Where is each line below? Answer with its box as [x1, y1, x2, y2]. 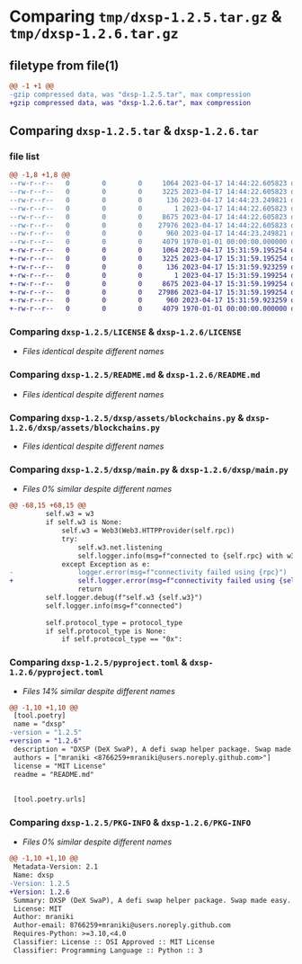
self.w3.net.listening [77, 542, 164, 552]
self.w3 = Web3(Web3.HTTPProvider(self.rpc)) [61, 526, 235, 535]
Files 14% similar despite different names [22, 685, 175, 696]
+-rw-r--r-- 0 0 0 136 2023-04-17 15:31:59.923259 [9, 263, 288, 272]
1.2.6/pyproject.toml [9, 667, 104, 678]
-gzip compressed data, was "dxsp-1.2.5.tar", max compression [9, 90, 252, 99]
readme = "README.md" [13, 770, 94, 779]
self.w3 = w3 [45, 510, 94, 519]
